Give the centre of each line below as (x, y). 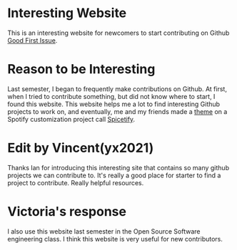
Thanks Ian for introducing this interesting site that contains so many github (118, 167)
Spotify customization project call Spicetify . (71, 119)
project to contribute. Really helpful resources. (76, 182)
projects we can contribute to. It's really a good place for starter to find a (114, 175)
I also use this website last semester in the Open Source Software (104, 231)
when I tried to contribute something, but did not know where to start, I (111, 96)
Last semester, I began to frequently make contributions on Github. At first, (117, 89)
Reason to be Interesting (81, 69)
